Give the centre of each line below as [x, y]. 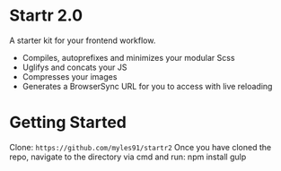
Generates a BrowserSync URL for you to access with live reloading [147, 86]
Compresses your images [70, 76]
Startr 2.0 [46, 16]
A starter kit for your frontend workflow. [83, 40]
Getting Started [68, 123]
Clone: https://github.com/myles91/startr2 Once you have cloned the [140, 147]
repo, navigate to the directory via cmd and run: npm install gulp [128, 157]
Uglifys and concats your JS [75, 67]
